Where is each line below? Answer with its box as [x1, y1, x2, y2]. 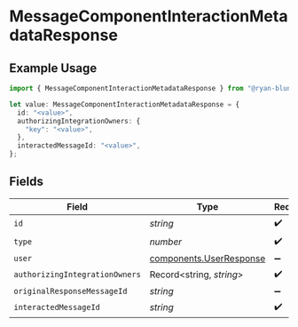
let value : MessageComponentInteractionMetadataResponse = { [9, 100, 240, 108]
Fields [9, 174, 44, 189]
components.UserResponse [149, 251, 266, 264]
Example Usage [9, 60, 98, 76]
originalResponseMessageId [13, 286, 128, 296]
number [149, 235, 183, 248]
